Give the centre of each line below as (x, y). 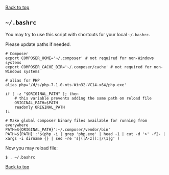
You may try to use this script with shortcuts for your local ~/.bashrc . (78, 34)
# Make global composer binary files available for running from (76, 120)
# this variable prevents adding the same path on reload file (83, 98)
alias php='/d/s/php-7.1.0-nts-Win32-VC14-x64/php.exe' (66, 85)
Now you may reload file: (31, 148)
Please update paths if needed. (38, 44)
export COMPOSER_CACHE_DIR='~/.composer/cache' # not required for (79, 67)
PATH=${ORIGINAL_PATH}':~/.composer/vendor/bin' (58, 130)
